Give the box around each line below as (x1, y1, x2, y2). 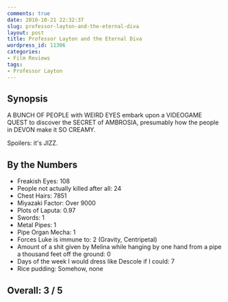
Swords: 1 (16, 213, 45, 222)
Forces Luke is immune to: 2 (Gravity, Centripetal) (16, 235, 157, 244)
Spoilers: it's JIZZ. (7, 139, 58, 148)
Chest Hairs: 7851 (16, 191, 67, 200)
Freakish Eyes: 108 (16, 177, 71, 185)
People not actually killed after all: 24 (16, 185, 122, 193)
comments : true (7, 10, 51, 17)
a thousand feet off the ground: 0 (16, 250, 111, 258)
